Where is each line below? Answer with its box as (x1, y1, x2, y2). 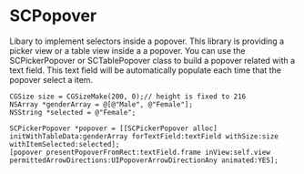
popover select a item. (9, 74, 94, 85)
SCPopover (9, 5, 97, 26)
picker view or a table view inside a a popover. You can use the (9, 45, 246, 56)
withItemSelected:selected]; (9, 139, 120, 148)
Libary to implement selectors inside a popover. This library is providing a (9, 36, 285, 46)
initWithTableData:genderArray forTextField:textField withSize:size (9, 131, 279, 141)
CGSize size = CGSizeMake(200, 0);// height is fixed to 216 (9, 92, 247, 101)
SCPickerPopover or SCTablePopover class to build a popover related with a (9, 55, 296, 66)
